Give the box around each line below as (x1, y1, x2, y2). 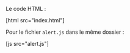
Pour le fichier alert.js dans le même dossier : (5, 28, 125, 36)
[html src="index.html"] (5, 17, 65, 23)
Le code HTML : (5, 5, 46, 12)
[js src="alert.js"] (5, 40, 49, 47)
